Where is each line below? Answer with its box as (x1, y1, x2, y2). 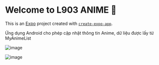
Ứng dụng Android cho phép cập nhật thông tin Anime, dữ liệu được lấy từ (5, 30, 154, 36)
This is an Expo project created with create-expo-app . (5, 21, 113, 26)
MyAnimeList (5, 35, 31, 41)
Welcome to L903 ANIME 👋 (5, 4, 117, 16)
